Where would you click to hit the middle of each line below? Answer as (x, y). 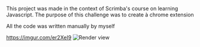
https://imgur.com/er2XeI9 (39, 37)
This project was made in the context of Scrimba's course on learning (92, 9)
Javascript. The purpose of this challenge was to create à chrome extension (100, 15)
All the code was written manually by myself (61, 26)
